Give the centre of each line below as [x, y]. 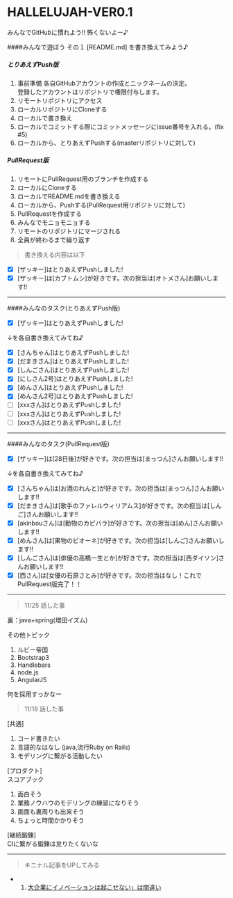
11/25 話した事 [45, 606]
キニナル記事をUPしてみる [62, 865]
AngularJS [32, 680]
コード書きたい [38, 739]
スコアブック [25, 780]
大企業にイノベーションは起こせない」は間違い [94, 888]
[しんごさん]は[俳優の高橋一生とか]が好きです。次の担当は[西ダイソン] [118, 558]
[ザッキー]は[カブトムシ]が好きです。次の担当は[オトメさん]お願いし [115, 278]
